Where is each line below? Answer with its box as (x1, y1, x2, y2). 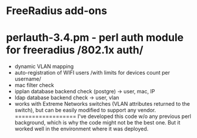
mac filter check (14, 82, 54, 89)
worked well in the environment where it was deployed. (14, 125, 149, 133)
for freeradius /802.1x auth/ (6, 43, 143, 57)
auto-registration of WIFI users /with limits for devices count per (14, 69, 171, 76)
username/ (14, 75, 41, 83)
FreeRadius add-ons (6, 4, 108, 18)
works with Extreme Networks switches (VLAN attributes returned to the (14, 100, 190, 107)
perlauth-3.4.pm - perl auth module (6, 31, 184, 45)
